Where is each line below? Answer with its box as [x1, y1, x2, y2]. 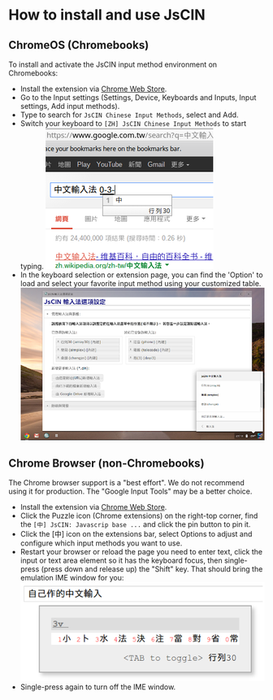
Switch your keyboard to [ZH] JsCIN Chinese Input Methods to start [19, 119, 247, 128]
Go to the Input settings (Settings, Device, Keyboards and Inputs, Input [19, 93, 257, 102]
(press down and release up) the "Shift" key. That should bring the [41, 563, 263, 574]
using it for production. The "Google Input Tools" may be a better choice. [8, 486, 253, 496]
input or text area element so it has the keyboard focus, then [19, 555, 223, 565]
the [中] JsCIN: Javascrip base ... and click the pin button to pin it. [19, 519, 251, 529]
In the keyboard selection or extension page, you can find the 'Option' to [19, 270, 263, 280]
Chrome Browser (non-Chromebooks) [8, 456, 205, 470]
